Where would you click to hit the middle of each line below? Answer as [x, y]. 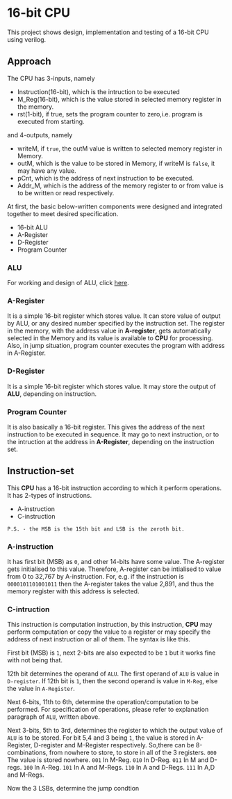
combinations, [27, 753]
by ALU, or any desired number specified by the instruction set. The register [116, 324]
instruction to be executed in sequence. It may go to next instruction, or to [113, 434]
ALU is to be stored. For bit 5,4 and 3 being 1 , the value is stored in [101, 738]
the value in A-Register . [41, 689]
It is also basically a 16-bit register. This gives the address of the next [106, 427]
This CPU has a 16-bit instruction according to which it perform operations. [115, 488]
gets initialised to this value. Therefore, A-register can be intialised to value [114, 569]
